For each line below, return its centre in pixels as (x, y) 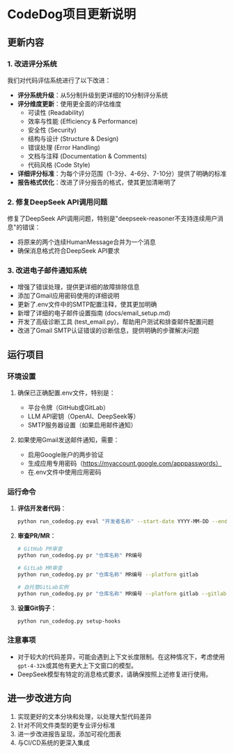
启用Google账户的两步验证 (65, 455)
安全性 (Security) (52, 130)
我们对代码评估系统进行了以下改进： (59, 80)
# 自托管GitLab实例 (43, 587)
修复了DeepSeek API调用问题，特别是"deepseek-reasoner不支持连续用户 (112, 219)
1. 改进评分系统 (32, 63)
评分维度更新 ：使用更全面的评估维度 (69, 104)
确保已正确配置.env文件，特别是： (66, 393)
